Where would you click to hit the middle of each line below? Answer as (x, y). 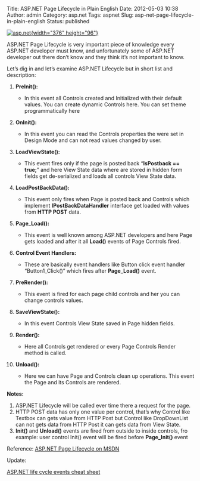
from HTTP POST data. (53, 212)
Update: (17, 460)
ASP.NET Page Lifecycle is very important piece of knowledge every (90, 44)
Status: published (68, 21)
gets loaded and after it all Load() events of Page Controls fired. (102, 241)
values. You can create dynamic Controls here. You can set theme (105, 104)
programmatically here (52, 111)
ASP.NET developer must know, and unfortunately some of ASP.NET (90, 51)
